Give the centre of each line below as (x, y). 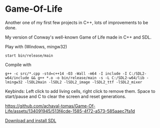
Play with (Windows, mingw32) (36, 46)
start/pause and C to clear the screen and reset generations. (66, 96)
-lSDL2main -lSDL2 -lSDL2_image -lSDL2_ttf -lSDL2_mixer (83, 82)
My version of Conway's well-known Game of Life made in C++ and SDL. (78, 37)
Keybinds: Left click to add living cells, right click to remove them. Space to (80, 91)
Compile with (18, 64)
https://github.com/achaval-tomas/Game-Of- (50, 106)
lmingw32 (14, 82)
